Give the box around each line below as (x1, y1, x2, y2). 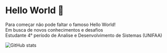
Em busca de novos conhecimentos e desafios (5, 26, 103, 33)
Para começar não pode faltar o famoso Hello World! (5, 21, 116, 28)
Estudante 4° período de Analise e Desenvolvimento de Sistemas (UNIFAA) (5, 32, 162, 38)
